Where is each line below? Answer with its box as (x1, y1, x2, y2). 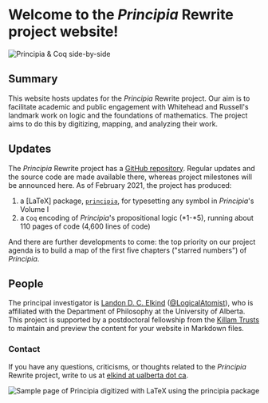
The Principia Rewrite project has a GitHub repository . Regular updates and (8, 163, 255, 173)
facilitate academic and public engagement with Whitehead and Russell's (8, 102, 249, 111)
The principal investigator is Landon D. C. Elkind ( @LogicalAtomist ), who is (8, 298, 254, 308)
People (8, 277, 44, 290)
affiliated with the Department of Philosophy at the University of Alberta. (8, 306, 246, 317)
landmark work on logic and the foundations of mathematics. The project (8, 110, 248, 120)
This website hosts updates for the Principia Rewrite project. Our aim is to (8, 94, 250, 103)
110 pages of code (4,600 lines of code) (19, 221, 151, 231)
